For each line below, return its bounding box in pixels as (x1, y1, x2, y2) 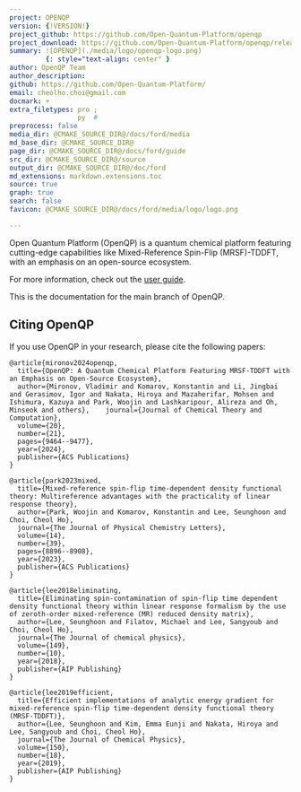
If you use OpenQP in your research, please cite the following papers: (9, 341, 266, 352)
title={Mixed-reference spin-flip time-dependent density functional (17, 483, 282, 493)
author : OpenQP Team (9, 64, 87, 73)
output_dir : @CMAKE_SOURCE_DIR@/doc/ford (9, 163, 167, 172)
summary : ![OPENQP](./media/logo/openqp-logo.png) (9, 47, 202, 56)
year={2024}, (17, 445, 66, 454)
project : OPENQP (9, 13, 70, 22)
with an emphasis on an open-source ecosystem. (9, 257, 192, 267)
